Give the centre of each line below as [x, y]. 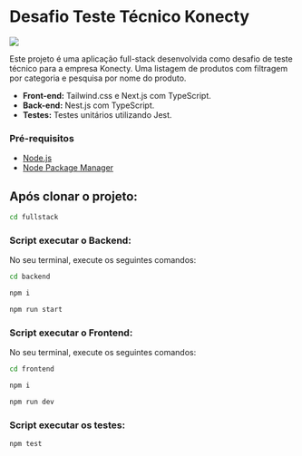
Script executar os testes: [67, 425]
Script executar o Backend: [70, 240]
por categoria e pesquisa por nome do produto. [98, 78]
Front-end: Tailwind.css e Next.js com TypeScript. [117, 95]
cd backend [30, 277]
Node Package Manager [68, 168]
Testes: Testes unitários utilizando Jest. [97, 114]
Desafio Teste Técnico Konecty [130, 17]
